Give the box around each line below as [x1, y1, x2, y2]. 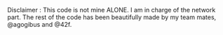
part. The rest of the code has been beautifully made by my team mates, [7, 13, 217, 21]
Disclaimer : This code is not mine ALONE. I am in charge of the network [7, 6, 216, 14]
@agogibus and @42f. [7, 21, 72, 28]
